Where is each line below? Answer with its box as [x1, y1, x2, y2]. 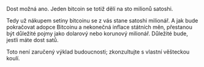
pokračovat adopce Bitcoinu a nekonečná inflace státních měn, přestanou [6, 24, 193, 30]
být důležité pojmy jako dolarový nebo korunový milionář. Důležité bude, [6, 30, 189, 37]
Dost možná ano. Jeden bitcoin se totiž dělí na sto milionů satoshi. [6, 5, 173, 12]
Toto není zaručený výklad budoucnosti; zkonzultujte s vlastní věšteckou [6, 48, 190, 55]
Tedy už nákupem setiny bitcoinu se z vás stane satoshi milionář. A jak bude [6, 17, 198, 24]
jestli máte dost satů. [6, 37, 59, 43]
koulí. [6, 55, 20, 62]
